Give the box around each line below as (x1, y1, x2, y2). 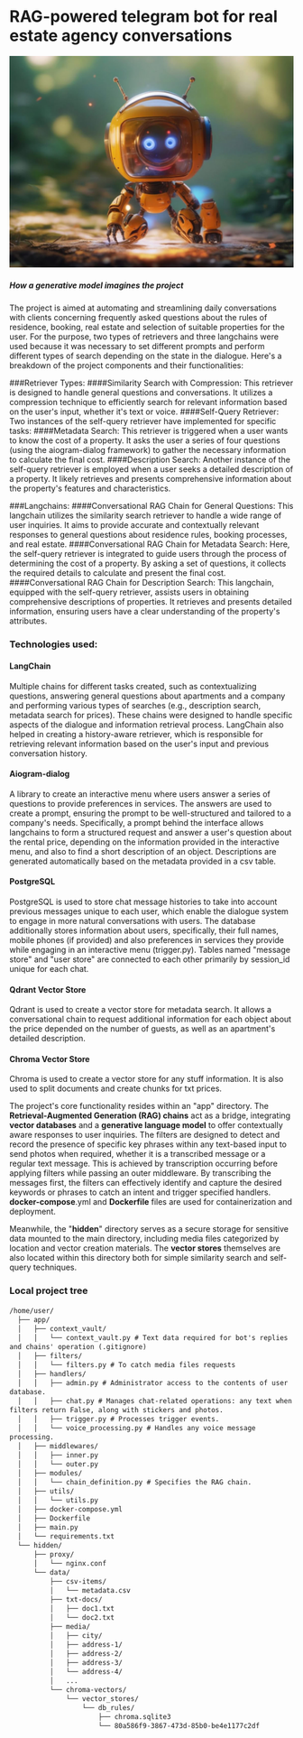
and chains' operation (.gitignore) (9, 1342, 147, 1351)
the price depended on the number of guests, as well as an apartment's (9, 1023, 276, 1034)
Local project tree (9, 1284, 88, 1297)
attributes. (9, 615, 48, 626)
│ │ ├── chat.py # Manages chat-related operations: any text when (17, 1396, 293, 1405)
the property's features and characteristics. (9, 483, 171, 494)
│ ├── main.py (17, 1522, 78, 1531)
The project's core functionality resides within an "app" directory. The (9, 1101, 269, 1112)
